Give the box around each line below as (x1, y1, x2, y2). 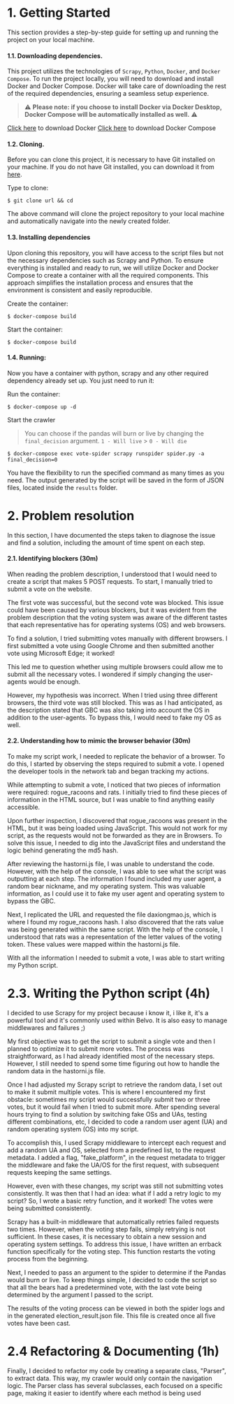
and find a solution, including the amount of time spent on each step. (7, 538, 205, 547)
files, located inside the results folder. (7, 483, 118, 492)
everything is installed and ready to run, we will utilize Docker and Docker (7, 264, 219, 272)
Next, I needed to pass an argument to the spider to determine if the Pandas (7, 1268, 226, 1277)
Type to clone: (7, 184, 49, 192)
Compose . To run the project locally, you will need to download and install (7, 75, 214, 83)
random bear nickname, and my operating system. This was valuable (7, 882, 206, 891)
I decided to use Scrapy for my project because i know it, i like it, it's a (7, 1009, 209, 1017)
